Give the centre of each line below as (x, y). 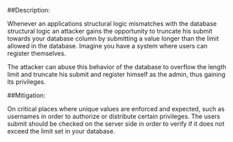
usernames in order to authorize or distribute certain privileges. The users (114, 116)
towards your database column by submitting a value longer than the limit (113, 38)
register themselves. (37, 53)
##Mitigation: (26, 95)
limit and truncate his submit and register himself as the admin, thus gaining (116, 74)
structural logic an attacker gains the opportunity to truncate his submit (110, 31)
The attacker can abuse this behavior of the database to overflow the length (117, 67)
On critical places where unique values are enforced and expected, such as (116, 109)
